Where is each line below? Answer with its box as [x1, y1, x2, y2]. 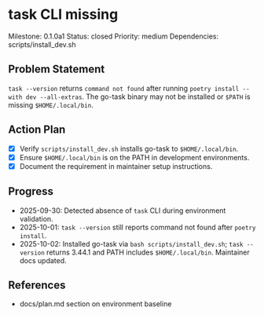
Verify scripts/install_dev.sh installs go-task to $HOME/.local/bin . [19, 144, 239, 153]
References [8, 278, 66, 291]
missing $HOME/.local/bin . [8, 100, 94, 109]
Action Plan [8, 123, 66, 137]
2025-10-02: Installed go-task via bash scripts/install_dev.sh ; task [19, 239, 244, 248]
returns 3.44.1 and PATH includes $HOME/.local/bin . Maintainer [46, 247, 250, 257]
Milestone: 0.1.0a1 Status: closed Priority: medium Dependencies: [8, 31, 218, 41]
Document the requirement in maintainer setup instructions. [19, 161, 213, 170]
